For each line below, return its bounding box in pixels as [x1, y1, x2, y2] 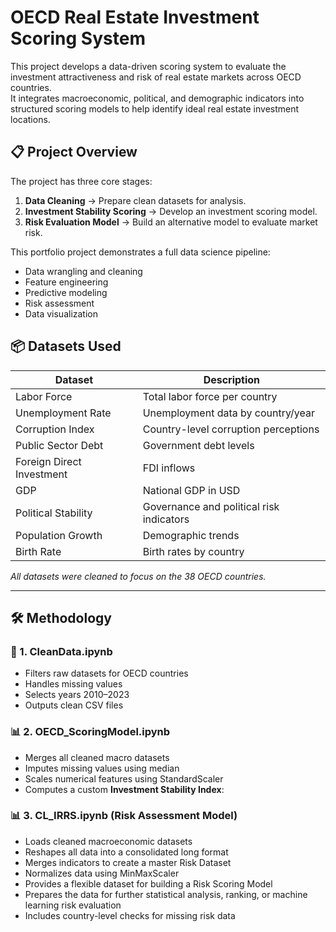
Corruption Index [15, 422, 95, 436]
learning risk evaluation [24, 899, 122, 911]
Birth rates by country [142, 544, 245, 558]
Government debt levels [142, 438, 255, 452]
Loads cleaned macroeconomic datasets [24, 835, 193, 847]
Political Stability [15, 506, 93, 520]
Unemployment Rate [15, 406, 112, 420]
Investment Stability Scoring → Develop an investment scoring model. [24, 205, 318, 217]
